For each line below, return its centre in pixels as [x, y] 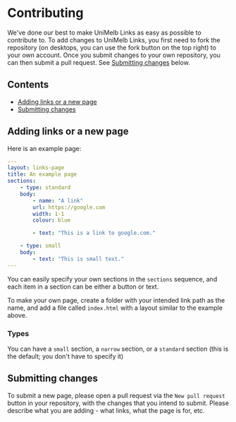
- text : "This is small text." [79, 259]
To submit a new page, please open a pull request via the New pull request [116, 395]
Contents [28, 85]
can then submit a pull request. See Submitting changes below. [99, 62]
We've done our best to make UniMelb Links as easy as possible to [105, 32]
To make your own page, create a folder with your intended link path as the [116, 300]
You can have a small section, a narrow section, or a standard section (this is [118, 349]
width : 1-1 [49, 214]
